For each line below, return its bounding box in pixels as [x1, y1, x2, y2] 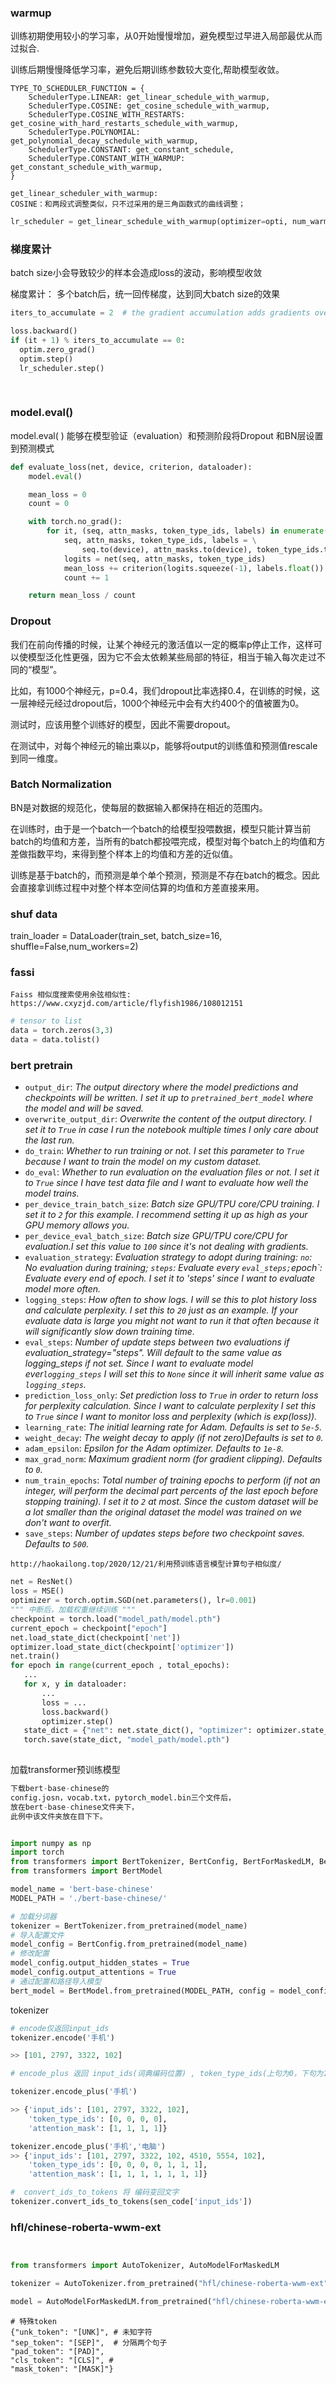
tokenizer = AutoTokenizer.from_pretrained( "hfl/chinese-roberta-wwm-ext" [10, 2279, 329, 2289]
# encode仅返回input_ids [10, 2023, 110, 2033]
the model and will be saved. [24, 1102, 144, 1115]
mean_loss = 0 [28, 489, 87, 500]
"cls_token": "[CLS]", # [10, 2355, 114, 2365]
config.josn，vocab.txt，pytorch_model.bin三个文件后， [10, 1792, 236, 1803]
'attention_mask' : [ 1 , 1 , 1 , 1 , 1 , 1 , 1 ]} [28, 2169, 208, 2180]
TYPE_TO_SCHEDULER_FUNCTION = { [10, 84, 145, 94]
